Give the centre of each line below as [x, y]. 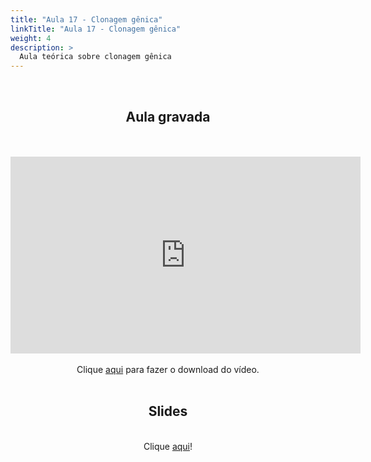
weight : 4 [31, 38]
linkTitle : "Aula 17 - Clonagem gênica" [96, 29]
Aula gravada [168, 116]
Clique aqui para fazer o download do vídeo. [168, 369]
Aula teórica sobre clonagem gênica [95, 57]
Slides [168, 411]
